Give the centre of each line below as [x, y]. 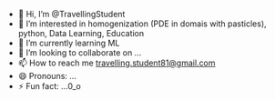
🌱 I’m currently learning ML [69, 43]
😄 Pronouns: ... [47, 76]
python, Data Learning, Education [81, 33]
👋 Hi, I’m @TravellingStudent [71, 14]
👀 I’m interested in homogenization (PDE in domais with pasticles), [142, 24]
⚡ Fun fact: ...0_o [50, 86]
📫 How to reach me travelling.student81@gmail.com [117, 63]
